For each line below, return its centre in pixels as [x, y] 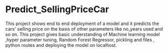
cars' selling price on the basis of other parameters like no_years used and [84, 29]
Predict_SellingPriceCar [57, 9]
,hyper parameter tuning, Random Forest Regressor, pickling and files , [80, 40]
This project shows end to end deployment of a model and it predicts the [82, 23]
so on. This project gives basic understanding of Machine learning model [83, 34]
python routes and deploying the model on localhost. [61, 45]
